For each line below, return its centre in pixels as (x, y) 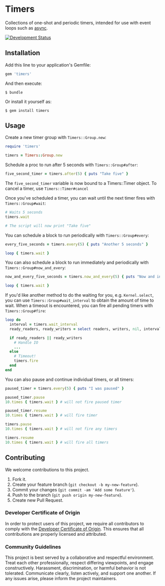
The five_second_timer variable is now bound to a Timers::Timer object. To (81, 183)
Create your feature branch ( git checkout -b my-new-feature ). (75, 484)
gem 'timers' (18, 74)
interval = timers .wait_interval (44, 325)
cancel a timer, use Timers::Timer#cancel (47, 189)
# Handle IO (26, 343)
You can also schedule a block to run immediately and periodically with (77, 263)
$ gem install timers (27, 110)
